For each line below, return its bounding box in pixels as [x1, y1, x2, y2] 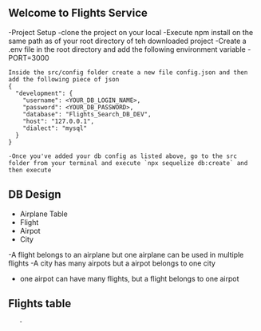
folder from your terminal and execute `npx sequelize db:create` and [8, 159, 248, 167]
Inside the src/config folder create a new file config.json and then [8, 68, 248, 77]
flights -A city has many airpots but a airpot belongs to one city [8, 258, 216, 268]
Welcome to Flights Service [8, 6, 148, 20]
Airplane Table [19, 209, 68, 219]
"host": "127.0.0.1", [22, 117, 94, 125]
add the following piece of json [8, 75, 120, 83]
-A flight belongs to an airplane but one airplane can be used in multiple [8, 250, 244, 259]
